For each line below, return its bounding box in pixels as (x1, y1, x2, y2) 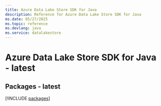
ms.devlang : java (5, 26, 41, 31)
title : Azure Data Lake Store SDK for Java (5, 7, 97, 12)
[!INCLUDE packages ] (5, 96, 50, 101)
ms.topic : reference (5, 21, 48, 26)
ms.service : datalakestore (5, 30, 61, 35)
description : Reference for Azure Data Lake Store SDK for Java (5, 12, 142, 17)
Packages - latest (5, 82, 61, 91)
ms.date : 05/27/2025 (5, 16, 48, 21)
